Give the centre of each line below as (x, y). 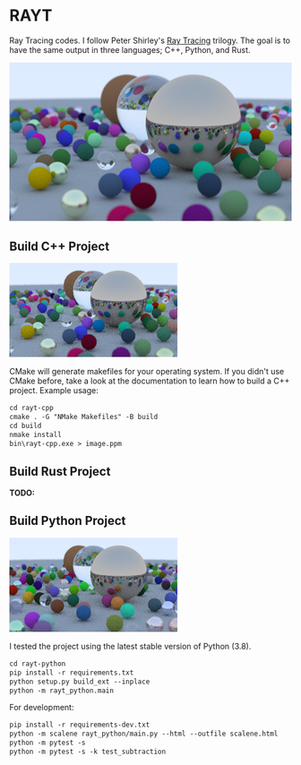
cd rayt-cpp (31, 408)
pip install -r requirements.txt (72, 673)
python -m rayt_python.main (62, 691)
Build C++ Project (60, 246)
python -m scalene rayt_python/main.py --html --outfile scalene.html (144, 734)
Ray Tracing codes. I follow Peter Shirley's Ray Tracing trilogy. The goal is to (150, 40)
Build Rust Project (60, 471)
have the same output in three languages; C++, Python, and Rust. (130, 49)
